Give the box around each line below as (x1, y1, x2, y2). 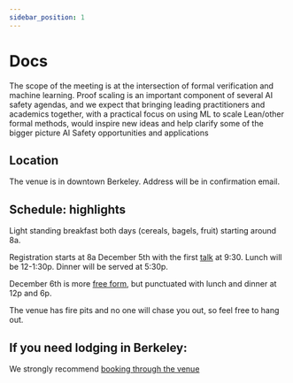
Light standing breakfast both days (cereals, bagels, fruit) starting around (9, 226, 277, 236)
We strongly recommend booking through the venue (9, 364, 200, 374)
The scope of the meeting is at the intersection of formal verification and (9, 80, 274, 91)
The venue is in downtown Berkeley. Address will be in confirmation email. (9, 176, 281, 187)
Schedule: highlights (9, 202, 127, 217)
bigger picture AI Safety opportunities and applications (9, 127, 210, 138)
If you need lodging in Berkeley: (9, 340, 188, 355)
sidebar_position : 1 (9, 12, 86, 22)
